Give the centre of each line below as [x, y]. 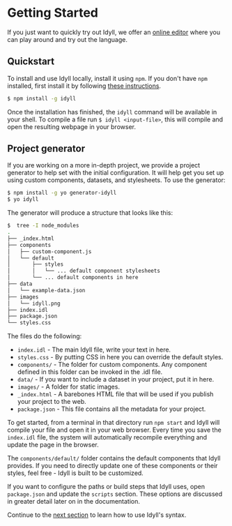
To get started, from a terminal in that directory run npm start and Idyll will [114, 423]
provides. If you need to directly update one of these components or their [113, 466]
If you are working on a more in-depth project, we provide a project [104, 165]
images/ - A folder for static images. [69, 387]
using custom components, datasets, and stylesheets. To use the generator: [116, 180]
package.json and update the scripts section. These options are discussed [115, 494]
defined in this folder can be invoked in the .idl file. [90, 372]
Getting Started [53, 13]
